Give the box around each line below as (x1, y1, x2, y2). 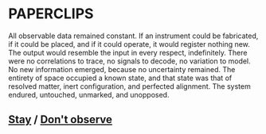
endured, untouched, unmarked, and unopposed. (8, 90, 170, 99)
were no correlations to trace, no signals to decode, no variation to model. (8, 56, 251, 66)
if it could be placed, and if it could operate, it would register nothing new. (8, 39, 251, 48)
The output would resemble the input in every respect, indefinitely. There (8, 48, 248, 57)
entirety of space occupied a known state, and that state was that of (8, 73, 233, 82)
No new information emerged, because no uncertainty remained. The (8, 64, 236, 74)
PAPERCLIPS (8, 5, 94, 23)
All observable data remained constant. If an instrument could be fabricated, (8, 31, 259, 40)
